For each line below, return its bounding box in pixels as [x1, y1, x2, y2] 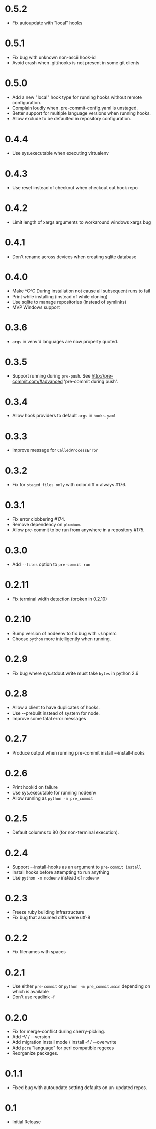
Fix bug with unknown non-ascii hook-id [12, 54, 96, 60]
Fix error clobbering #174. [12, 516, 66, 522]
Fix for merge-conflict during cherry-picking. [12, 1028, 105, 1035]
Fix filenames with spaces [12, 949, 66, 955]
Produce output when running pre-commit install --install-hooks [12, 749, 145, 756]
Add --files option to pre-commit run [12, 561, 91, 567]
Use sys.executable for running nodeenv [12, 789, 97, 796]
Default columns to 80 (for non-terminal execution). [12, 829, 119, 835]
